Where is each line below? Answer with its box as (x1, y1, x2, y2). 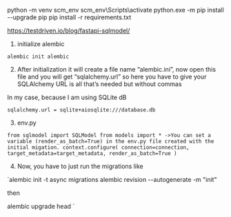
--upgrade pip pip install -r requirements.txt (7, 13, 132, 21)
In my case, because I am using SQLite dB (7, 93, 127, 101)
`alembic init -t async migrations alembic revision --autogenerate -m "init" (7, 176, 217, 183)
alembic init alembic (7, 53, 70, 60)
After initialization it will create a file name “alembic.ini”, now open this (17, 65, 216, 73)
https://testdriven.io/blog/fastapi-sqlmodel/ (7, 27, 130, 34)
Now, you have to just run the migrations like (17, 162, 143, 170)
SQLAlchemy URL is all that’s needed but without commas (17, 80, 182, 88)
